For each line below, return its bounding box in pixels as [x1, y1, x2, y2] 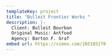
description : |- [6, 19, 46, 25]
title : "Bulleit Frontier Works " [6, 14, 91, 20]
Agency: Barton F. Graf [11, 36, 69, 41]
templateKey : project [6, 8, 59, 15]
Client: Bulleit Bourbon [11, 24, 72, 31]
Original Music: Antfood [11, 30, 72, 36]
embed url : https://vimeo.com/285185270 [6, 41, 107, 47]
